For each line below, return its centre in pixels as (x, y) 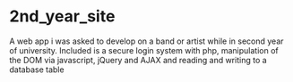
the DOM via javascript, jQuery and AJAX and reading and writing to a (138, 60)
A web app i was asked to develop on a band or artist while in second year (146, 41)
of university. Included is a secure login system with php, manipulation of (144, 50)
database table (37, 70)
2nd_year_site (62, 16)
